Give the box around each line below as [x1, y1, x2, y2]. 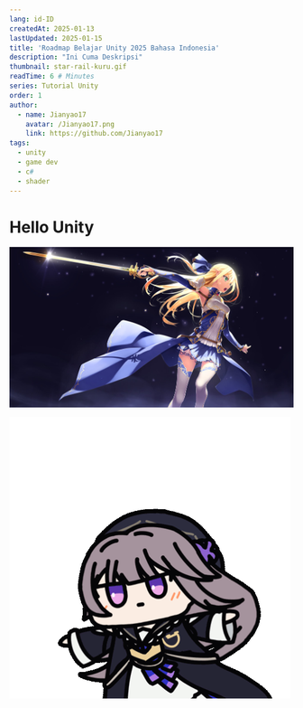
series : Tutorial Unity [9, 81, 99, 90]
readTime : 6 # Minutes [9, 72, 95, 81]
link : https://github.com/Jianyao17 [25, 129, 164, 138]
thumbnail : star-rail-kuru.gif [9, 62, 127, 71]
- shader [17, 176, 50, 185]
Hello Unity [9, 217, 95, 237]
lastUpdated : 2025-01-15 [9, 33, 103, 42]
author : [9, 100, 39, 109]
